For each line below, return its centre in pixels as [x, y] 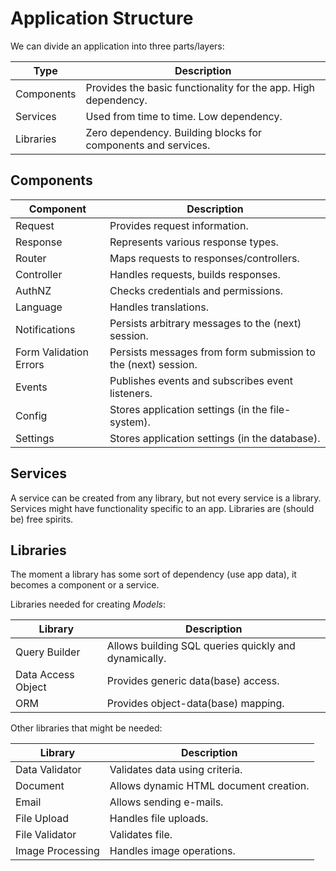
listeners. [131, 393]
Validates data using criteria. [176, 770]
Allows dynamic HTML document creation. [209, 786]
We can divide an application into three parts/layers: [117, 46]
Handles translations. [159, 307]
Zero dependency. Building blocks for [174, 132]
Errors [30, 364]
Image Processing [57, 851]
